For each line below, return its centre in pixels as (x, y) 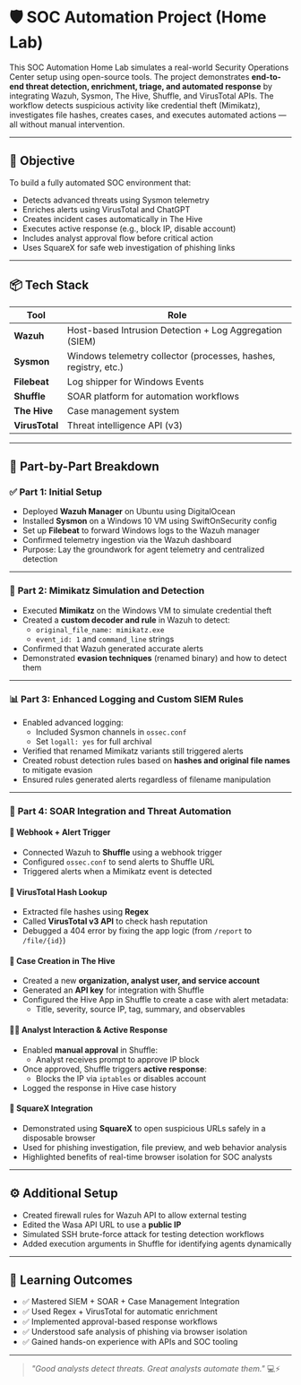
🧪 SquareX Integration (51, 1108)
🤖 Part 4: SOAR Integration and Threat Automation (120, 811)
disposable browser (59, 1138)
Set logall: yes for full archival (94, 741)
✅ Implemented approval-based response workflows (120, 1321)
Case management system (123, 410)
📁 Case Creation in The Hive (62, 960)
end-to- (267, 76)
